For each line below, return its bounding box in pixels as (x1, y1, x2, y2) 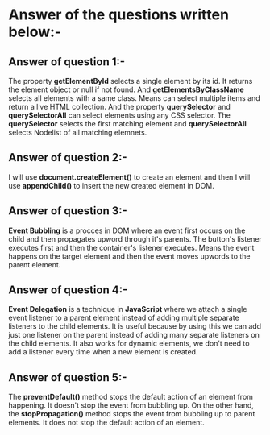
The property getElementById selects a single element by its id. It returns (8, 77, 253, 85)
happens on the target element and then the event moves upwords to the (8, 251, 251, 261)
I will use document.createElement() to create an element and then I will (8, 172, 251, 182)
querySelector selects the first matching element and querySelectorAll (8, 119, 247, 128)
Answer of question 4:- (8, 284, 128, 297)
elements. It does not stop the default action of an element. (8, 417, 206, 428)
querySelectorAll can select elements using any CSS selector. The (8, 110, 231, 120)
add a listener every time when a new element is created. (8, 347, 198, 357)
